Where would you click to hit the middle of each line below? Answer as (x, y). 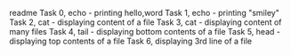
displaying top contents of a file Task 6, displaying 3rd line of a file (130, 41)
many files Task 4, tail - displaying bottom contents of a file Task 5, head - (145, 31)
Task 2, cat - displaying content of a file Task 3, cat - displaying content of (145, 22)
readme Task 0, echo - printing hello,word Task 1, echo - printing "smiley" (145, 13)
